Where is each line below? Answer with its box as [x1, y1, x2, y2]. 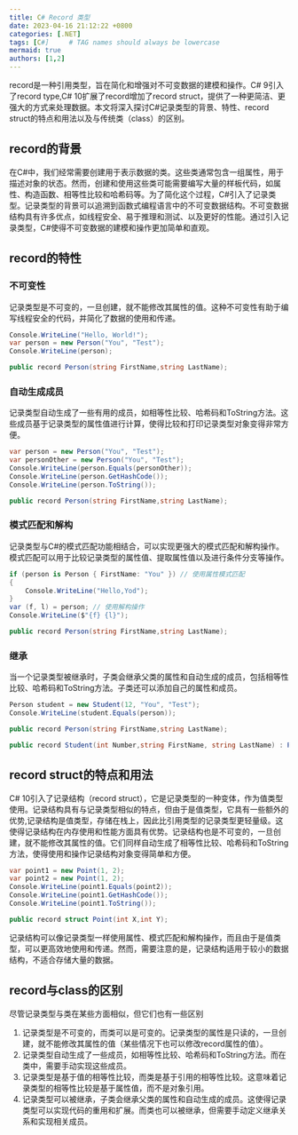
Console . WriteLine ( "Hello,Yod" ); [25, 586, 149, 595]
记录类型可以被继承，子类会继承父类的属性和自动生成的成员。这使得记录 [21, 1093, 286, 1104]
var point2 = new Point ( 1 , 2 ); [9, 874, 125, 884]
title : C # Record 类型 [9, 12, 90, 22]
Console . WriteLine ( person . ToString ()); [9, 480, 157, 489]
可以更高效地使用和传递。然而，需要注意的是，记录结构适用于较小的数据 [24, 943, 289, 954]
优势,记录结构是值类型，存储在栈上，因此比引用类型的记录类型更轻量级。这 [9, 814, 284, 826]
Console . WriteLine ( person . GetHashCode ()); [9, 472, 169, 480]
